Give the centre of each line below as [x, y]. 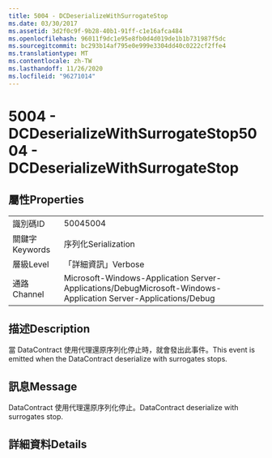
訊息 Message [43, 386]
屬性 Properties [46, 200]
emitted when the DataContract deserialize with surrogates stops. [118, 359]
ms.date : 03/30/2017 [43, 24]
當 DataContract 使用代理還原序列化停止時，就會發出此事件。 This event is [132, 350]
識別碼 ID [29, 224]
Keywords [32, 250]
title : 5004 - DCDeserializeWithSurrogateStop [88, 16]
